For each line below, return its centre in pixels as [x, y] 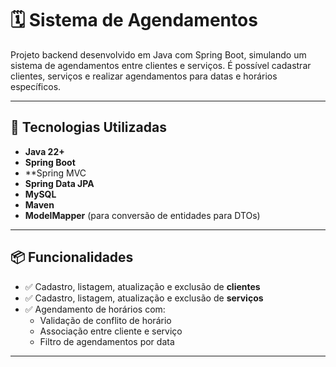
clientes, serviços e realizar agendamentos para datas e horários [144, 76]
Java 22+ [44, 151]
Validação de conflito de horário [105, 320]
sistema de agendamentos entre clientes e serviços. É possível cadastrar [161, 65]
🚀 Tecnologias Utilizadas [88, 127]
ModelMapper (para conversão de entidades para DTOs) [142, 215]
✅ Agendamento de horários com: [95, 309]
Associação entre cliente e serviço [111, 331]
